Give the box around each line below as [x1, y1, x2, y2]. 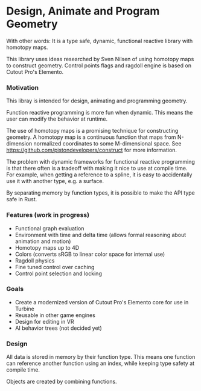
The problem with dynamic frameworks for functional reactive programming [6, 158, 195, 165]
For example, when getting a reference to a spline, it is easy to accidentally [6, 171, 193, 178]
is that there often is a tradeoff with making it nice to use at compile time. [6, 165, 188, 172]
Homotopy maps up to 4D [14, 244, 80, 251]
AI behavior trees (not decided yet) [14, 324, 103, 332]
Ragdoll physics [14, 256, 55, 264]
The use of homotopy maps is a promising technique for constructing [6, 127, 179, 135]
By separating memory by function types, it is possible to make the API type [6, 189, 195, 196]
